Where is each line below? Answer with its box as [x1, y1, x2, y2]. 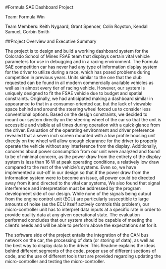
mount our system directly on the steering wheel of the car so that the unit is [5, 117, 162, 122]
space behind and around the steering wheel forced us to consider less [5, 106, 151, 112]
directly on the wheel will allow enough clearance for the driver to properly [5, 138, 158, 144]
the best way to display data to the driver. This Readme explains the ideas [5, 243, 156, 248]
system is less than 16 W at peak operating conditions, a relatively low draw [5, 159, 160, 165]
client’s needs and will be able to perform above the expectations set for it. [5, 222, 158, 228]
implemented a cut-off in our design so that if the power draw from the [5, 170, 150, 176]
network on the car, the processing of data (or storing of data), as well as [5, 237, 155, 243]
